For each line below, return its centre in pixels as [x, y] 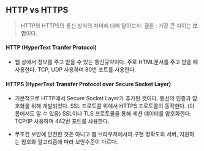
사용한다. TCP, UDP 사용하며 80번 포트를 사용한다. [75, 70]
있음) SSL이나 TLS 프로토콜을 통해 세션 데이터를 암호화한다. [120, 114]
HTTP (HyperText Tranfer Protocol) [51, 48]
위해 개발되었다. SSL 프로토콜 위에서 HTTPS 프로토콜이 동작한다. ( [110, 106]
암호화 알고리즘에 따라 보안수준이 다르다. [70, 142]
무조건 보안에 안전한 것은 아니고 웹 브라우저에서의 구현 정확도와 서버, [96, 134]
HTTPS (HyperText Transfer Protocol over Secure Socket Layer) [89, 84]
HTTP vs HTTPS [37, 10]
